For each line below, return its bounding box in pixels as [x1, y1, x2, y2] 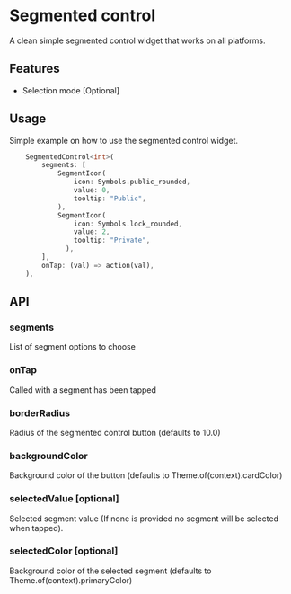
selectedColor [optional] [9, 545, 119, 557]
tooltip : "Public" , [73, 194, 146, 203]
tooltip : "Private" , [73, 235, 151, 245]
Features [9, 61, 60, 76]
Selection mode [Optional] [22, 84, 119, 95]
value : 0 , [73, 186, 110, 195]
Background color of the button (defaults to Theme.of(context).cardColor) [9, 470, 283, 481]
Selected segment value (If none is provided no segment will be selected [9, 513, 279, 524]
